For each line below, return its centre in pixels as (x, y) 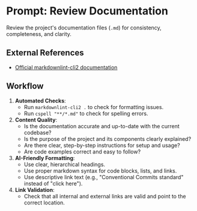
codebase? (38, 132)
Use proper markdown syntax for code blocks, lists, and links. (100, 171)
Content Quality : (36, 120)
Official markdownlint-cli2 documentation (66, 67)
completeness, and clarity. (39, 34)
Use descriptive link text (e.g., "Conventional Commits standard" (104, 177)
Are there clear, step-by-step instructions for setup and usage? (102, 145)
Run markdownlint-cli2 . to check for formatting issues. (94, 107)
